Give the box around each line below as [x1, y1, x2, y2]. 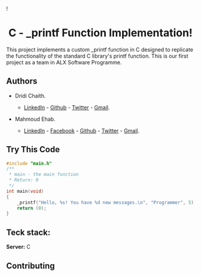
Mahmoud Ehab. [14, 115, 56, 123]
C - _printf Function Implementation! [8, 26, 193, 40]
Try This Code [6, 144, 60, 155]
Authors [6, 76, 38, 87]
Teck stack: [6, 227, 51, 237]
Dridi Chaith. [14, 92, 46, 99]
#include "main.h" [6, 160, 52, 166]
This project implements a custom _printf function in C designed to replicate [6, 46, 193, 53]
